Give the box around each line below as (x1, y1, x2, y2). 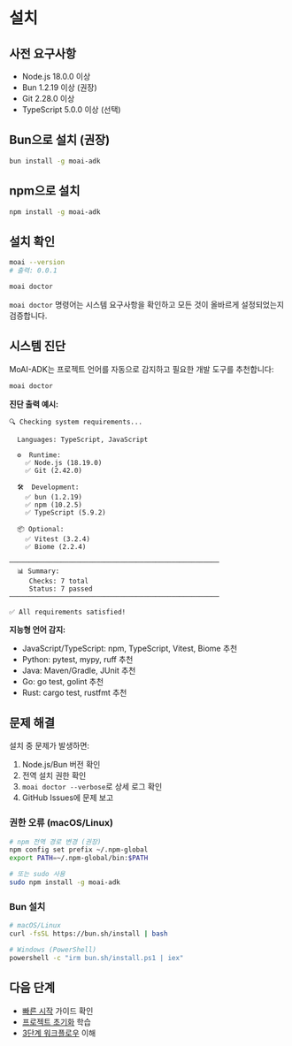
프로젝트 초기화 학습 (21, 1016, 91, 1027)
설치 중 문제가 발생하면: (9, 740, 90, 752)
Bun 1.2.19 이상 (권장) (21, 82, 97, 93)
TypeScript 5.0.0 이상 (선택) (21, 104, 121, 115)
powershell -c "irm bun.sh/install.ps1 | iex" (9, 953, 184, 962)
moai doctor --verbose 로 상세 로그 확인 (21, 782, 163, 792)
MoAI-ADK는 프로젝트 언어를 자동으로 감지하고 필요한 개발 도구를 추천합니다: (9, 363, 274, 374)
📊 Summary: (17, 567, 60, 576)
